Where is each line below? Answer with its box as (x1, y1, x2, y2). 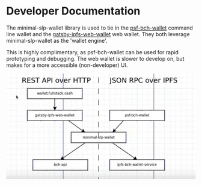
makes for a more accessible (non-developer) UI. (6, 61, 128, 69)
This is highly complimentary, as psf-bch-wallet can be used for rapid (6, 48, 179, 55)
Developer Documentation (6, 4, 141, 18)
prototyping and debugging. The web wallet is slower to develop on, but (6, 55, 185, 62)
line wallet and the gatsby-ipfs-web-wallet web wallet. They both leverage (6, 30, 191, 37)
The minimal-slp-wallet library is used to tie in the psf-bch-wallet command (6, 24, 194, 31)
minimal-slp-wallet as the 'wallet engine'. (6, 37, 108, 44)
